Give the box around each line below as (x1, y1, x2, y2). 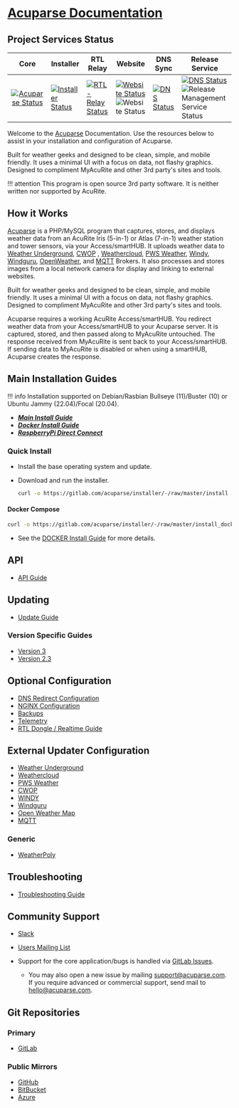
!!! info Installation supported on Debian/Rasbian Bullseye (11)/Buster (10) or (7, 391, 228, 400)
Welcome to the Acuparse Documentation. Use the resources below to (7, 130, 215, 137)
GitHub (17, 1078, 39, 1087)
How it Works (7, 208, 68, 220)
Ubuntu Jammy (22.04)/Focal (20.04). (7, 399, 119, 408)
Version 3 (17, 646, 46, 655)
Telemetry (17, 717, 48, 725)
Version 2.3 (17, 654, 52, 663)
